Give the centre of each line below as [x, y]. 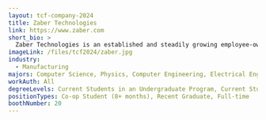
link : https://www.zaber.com [56, 30]
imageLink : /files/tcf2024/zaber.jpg [70, 52]
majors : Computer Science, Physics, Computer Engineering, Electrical [127, 74]
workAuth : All [32, 81]
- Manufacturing [42, 67]
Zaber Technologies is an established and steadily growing [116, 45]
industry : [25, 60]
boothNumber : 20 [35, 103]
